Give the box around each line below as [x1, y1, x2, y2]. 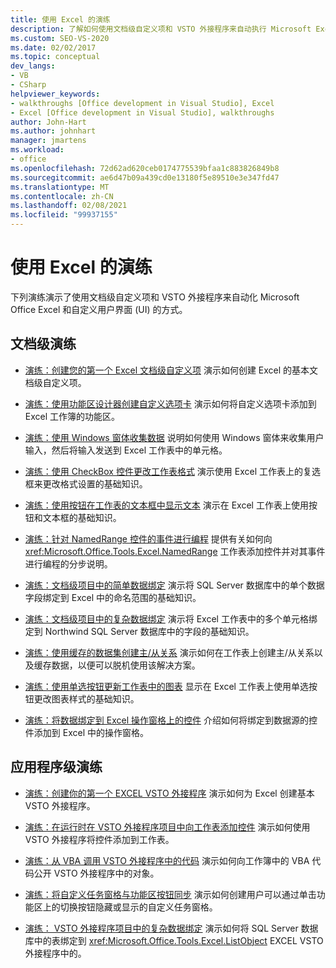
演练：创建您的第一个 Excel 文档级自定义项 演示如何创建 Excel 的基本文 [24, 364, 319, 376]
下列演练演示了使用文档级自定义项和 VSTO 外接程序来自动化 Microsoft [10, 291, 300, 303]
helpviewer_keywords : [10, 89, 101, 99]
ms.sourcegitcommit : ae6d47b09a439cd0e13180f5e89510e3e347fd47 [10, 172, 280, 183]
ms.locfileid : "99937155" [10, 210, 118, 220]
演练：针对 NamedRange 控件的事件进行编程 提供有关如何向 [24, 532, 273, 545]
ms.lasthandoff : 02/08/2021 [10, 201, 128, 211]
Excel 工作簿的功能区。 [24, 410, 121, 422]
